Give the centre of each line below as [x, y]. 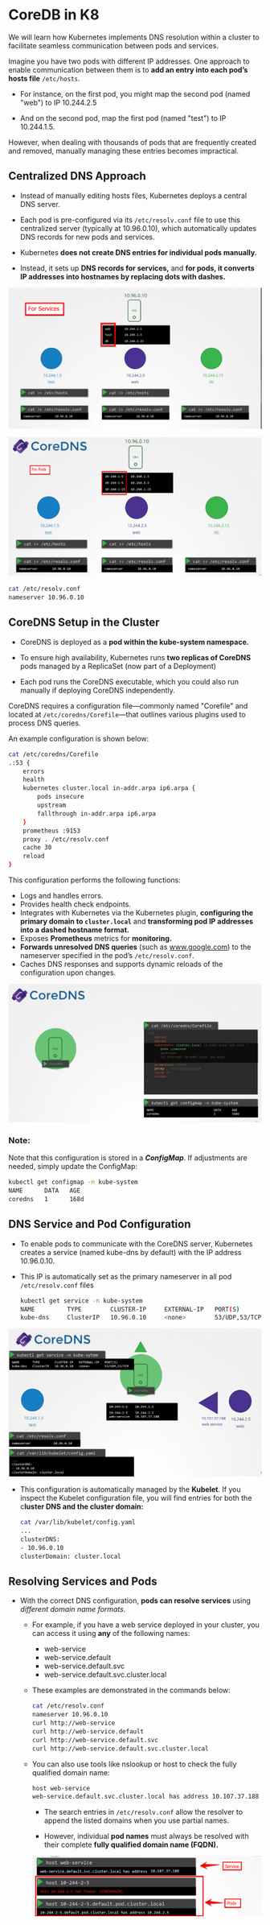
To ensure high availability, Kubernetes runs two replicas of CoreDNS [135, 657]
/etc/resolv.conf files [57, 1285]
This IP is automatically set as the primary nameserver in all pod [126, 1276]
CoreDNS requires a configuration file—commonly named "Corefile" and [128, 705]
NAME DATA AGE [45, 1191]
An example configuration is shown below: [79, 738]
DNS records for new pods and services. [87, 237]
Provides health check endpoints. [75, 904]
